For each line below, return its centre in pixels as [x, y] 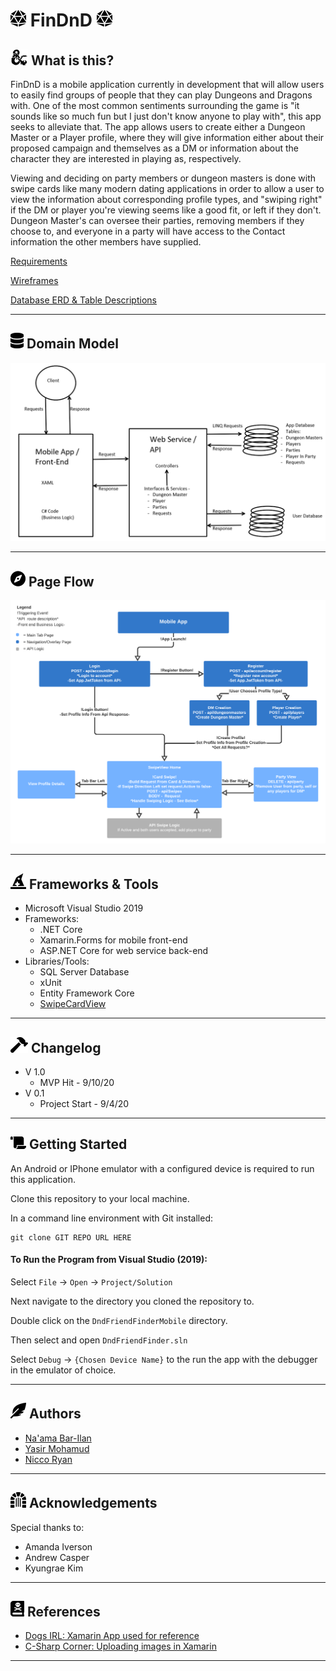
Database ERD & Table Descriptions [83, 300]
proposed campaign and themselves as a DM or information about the [155, 148]
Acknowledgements [93, 1503]
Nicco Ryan [48, 1459]
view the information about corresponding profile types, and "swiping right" [166, 199]
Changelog [66, 1047]
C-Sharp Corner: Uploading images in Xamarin [120, 1646]
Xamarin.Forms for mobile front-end [113, 940]
